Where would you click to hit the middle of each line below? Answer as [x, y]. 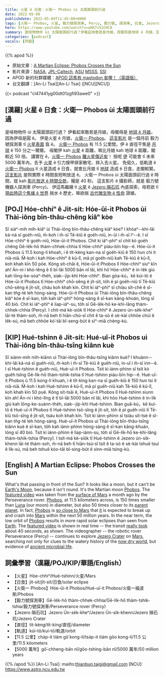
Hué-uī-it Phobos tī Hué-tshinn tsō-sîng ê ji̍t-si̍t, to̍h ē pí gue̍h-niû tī [82, 410]
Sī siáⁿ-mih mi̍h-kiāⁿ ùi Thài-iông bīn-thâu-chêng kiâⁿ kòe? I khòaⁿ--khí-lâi [80, 229]
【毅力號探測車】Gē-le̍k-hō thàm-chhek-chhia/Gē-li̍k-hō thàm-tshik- [81, 600]
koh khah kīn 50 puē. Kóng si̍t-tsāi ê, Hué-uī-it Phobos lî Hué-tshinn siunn [79, 392]
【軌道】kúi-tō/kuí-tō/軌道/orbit [44, 631]
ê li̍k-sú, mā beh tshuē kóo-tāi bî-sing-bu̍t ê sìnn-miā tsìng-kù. [68, 449]
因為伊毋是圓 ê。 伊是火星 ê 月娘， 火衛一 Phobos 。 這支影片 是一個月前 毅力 [82, 138]
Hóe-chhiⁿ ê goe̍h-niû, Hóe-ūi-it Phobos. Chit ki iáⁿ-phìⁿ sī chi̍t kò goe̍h [76, 241]
